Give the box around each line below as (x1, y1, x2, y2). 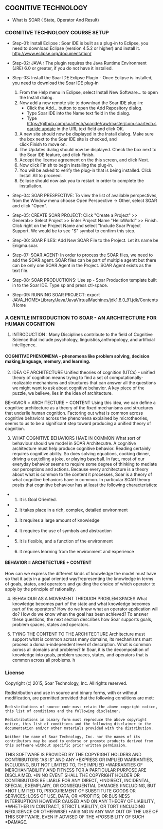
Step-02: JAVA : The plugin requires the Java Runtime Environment (12, 60, 147, 66)
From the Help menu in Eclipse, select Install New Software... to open (19, 90, 158, 95)
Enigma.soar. (12, 243, 38, 248)
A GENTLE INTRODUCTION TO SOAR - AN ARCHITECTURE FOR (5, 314, 157, 321)
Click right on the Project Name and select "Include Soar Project (12, 223, 141, 229)
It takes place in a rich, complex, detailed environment (19, 507, 128, 513)
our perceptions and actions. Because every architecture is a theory (12, 466, 149, 472)
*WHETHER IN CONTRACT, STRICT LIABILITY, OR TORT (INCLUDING (5, 804, 145, 809)
